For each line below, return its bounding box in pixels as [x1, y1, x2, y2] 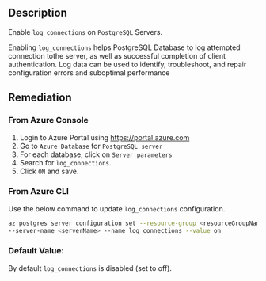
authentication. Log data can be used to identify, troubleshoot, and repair [8, 59, 247, 69]
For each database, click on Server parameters [19, 150, 173, 159]
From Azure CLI [8, 186, 69, 197]
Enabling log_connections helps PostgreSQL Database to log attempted [8, 43, 241, 52]
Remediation [8, 91, 73, 104]
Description [8, 6, 67, 20]
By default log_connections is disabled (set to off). [8, 263, 173, 272]
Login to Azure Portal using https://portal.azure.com [19, 132, 190, 142]
